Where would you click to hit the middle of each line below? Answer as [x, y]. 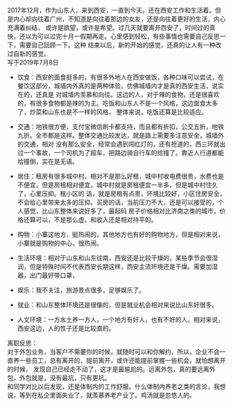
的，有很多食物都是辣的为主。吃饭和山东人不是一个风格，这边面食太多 [118, 103]
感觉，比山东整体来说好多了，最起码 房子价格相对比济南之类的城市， [121, 211]
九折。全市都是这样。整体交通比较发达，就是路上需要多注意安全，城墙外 [120, 135]
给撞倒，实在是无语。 [48, 161]
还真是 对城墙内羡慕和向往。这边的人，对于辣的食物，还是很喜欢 [128, 95]
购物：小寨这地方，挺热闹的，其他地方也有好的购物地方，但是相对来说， [120, 234]
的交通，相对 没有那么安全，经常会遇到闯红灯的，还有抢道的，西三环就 [118, 144]
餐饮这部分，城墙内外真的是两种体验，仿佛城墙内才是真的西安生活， [114, 86]
